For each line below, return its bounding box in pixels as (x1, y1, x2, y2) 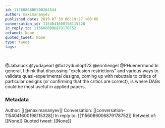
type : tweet (5, 40, 30, 45)
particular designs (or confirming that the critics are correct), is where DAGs (5, 78, 161, 84)
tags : (5, 44, 16, 49)
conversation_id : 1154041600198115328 (5, 21, 85, 26)
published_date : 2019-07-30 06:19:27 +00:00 (5, 16, 99, 21)
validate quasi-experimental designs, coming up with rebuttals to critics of (5, 73, 157, 79)
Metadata (5, 96, 29, 103)
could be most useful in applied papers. (5, 83, 86, 90)
